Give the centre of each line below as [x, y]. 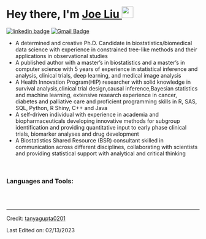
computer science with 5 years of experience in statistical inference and [106, 69]
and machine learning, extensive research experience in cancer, [96, 95]
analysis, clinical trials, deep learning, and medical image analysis [98, 75]
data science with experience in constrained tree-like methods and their [106, 50]
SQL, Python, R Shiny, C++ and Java [61, 108]
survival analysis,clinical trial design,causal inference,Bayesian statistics [106, 88]
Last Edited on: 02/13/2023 [41, 230]
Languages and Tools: [40, 181]
